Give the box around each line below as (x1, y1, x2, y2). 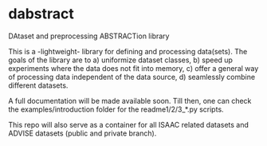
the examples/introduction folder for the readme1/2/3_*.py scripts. (8, 105, 225, 114)
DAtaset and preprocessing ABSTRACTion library (8, 31, 170, 41)
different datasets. (8, 81, 69, 90)
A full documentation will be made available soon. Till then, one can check (8, 96, 252, 105)
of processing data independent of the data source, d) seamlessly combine (8, 72, 256, 81)
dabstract (8, 5, 74, 23)
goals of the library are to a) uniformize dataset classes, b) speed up (8, 55, 234, 65)
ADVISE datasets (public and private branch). (8, 128, 157, 138)
